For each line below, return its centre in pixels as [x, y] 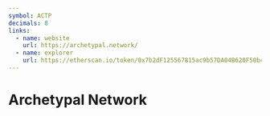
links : [19, 30]
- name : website [43, 38]
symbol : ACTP [30, 16]
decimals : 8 [28, 23]
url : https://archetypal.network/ [80, 46]
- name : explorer [45, 53]
